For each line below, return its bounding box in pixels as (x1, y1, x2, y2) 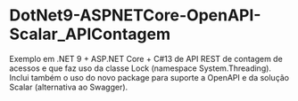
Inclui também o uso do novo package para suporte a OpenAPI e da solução (9, 72, 290, 82)
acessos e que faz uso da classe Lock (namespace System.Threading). (9, 63, 272, 74)
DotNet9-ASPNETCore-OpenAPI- (9, 5, 261, 26)
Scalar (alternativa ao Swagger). (9, 82, 128, 92)
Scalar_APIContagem (9, 24, 171, 44)
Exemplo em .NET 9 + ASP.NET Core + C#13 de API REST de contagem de (9, 53, 283, 64)
